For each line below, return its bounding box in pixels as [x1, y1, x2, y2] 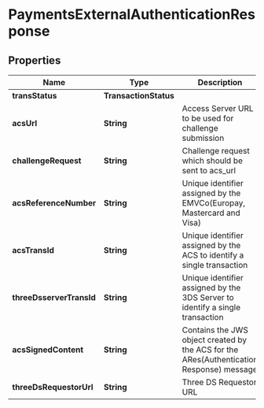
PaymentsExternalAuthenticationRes [8, 6, 255, 24]
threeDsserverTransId [12, 292, 97, 302]
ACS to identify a [181, 250, 244, 261]
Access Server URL [181, 103, 254, 113]
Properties [8, 54, 61, 67]
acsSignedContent [12, 344, 84, 355]
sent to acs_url [181, 165, 236, 176]
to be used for [181, 113, 234, 124]
